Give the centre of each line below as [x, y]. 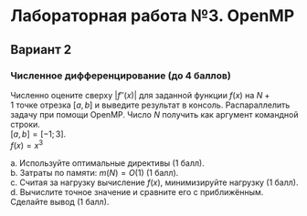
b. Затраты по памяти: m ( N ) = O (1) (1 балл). [95, 172]
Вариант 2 [41, 50]
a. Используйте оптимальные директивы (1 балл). [107, 163]
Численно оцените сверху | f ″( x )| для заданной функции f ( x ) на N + [140, 95]
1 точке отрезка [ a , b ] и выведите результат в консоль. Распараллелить [150, 105]
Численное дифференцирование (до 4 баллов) [121, 76]
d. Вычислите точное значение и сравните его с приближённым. [137, 191]
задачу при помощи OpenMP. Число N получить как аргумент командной [154, 114]
